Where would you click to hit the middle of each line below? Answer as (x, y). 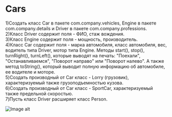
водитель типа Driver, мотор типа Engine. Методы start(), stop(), (75, 50)
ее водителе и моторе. (30, 72)
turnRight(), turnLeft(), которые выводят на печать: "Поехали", (73, 55)
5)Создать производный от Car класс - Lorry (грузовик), (67, 77)
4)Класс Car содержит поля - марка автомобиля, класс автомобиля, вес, (86, 44)
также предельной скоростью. (39, 93)
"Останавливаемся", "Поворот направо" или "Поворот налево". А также (85, 61)
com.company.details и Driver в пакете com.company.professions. (76, 28)
